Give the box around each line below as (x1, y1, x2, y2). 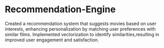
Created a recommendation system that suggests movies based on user (5, 20, 157, 27)
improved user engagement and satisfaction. (5, 37, 99, 43)
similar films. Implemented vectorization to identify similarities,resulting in (5, 31, 159, 37)
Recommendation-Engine (5, 4, 116, 15)
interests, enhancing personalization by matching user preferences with (5, 26, 156, 32)
